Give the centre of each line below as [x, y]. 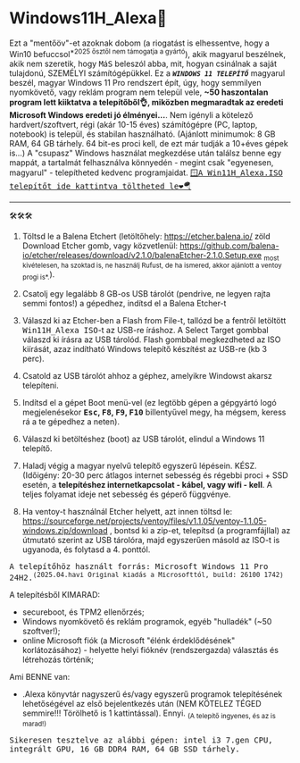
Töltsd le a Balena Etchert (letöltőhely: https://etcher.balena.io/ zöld [146, 236]
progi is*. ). [38, 276]
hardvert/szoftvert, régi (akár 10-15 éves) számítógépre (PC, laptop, [133, 124]
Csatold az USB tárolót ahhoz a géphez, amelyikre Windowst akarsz [147, 376]
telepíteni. [41, 386]
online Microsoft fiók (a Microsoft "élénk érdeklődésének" [129, 640]
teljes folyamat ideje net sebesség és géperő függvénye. [126, 494]
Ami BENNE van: [40, 676]
